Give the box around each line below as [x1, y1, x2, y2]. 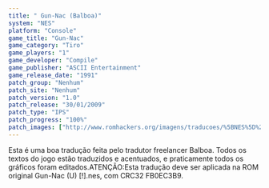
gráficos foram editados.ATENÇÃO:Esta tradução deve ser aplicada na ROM [8, 162, 259, 172]
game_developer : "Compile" [8, 57, 98, 65]
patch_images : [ [8, 123, 62, 131]
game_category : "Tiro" [8, 42, 84, 50]
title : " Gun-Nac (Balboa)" [8, 11, 102, 20]
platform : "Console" [8, 26, 78, 34]
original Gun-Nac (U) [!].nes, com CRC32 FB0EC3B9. [8, 170, 184, 180]
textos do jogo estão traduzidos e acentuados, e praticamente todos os [8, 154, 244, 163]
